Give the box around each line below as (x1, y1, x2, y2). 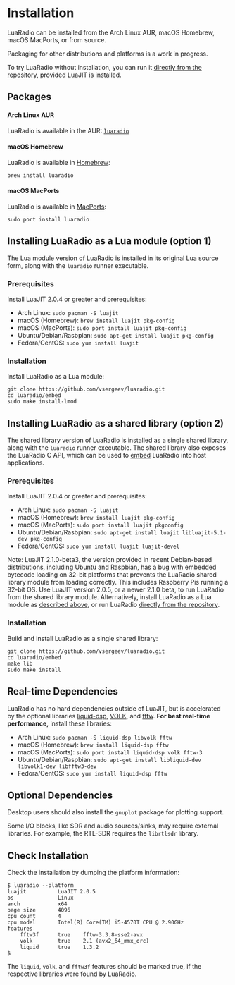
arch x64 (7, 900, 68, 907)
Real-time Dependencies (7, 685, 118, 697)
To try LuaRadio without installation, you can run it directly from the (7, 63, 202, 71)
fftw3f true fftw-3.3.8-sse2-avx (20, 931, 143, 938)
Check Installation (7, 850, 89, 862)
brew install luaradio (7, 171, 74, 179)
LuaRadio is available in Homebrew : (7, 158, 110, 166)
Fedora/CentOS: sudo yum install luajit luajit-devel (17, 542, 180, 551)
